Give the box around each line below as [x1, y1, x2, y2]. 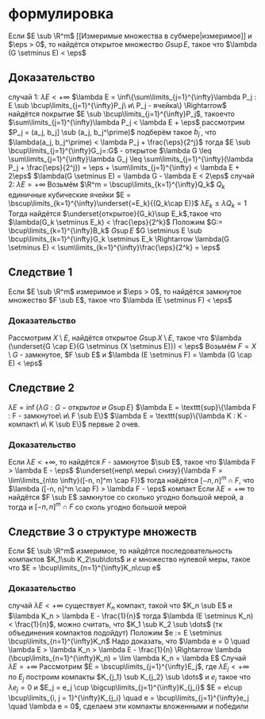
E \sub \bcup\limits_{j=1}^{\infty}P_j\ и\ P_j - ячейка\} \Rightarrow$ [8, 100, 228, 110]
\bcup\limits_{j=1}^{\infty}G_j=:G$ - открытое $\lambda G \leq [8, 146, 212, 156]
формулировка [8, 5, 114, 23]
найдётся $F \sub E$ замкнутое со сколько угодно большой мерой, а [8, 492, 244, 501]
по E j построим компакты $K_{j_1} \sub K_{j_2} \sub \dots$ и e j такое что [8, 672, 252, 683]
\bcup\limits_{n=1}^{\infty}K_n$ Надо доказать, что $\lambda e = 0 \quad [8, 636, 250, 646]
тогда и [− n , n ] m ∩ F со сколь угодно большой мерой [8, 501, 187, 512]
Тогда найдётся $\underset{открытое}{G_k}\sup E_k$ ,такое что [8, 208, 222, 218]
